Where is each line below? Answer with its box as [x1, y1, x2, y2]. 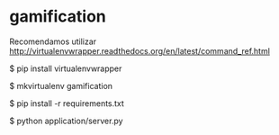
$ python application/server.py [9, 115, 123, 126]
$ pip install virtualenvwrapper [9, 63, 122, 74]
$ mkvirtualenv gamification [9, 80, 113, 91]
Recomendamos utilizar [9, 36, 97, 47]
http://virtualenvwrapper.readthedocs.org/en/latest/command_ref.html [9, 45, 270, 56]
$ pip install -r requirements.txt [9, 97, 124, 109]
